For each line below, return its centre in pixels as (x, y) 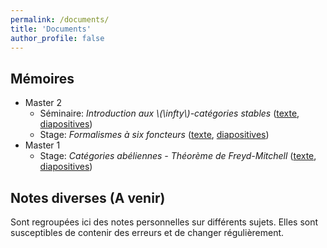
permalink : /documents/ (60, 19)
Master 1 (42, 145)
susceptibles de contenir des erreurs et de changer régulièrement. (147, 232)
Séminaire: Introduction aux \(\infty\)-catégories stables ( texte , (169, 113)
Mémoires (42, 78)
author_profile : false (57, 38)
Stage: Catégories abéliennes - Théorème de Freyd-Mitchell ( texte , (178, 156)
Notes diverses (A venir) (88, 197)
